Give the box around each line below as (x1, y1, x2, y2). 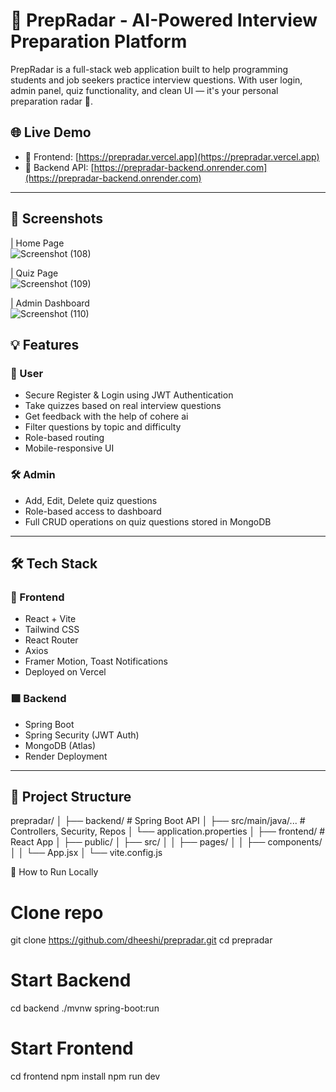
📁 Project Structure (10, 788, 132, 805)
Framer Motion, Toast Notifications (24, 655, 168, 668)
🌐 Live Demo (10, 124, 92, 141)
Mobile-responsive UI (24, 442, 115, 454)
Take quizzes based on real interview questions (24, 400, 222, 412)
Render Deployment (24, 750, 108, 762)
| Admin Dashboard (10, 297, 90, 309)
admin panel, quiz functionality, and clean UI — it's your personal (10, 84, 279, 96)
